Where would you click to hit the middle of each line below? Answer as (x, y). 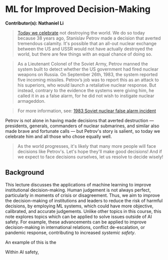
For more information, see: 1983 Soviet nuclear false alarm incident (87, 111)
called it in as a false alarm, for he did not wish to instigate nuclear (86, 96)
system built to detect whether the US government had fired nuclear (88, 69)
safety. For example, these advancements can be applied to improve (76, 222)
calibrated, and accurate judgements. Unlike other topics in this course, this (83, 211)
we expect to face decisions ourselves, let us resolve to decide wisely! (90, 157)
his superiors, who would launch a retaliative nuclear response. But (87, 85)
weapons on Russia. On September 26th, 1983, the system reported (88, 74)
